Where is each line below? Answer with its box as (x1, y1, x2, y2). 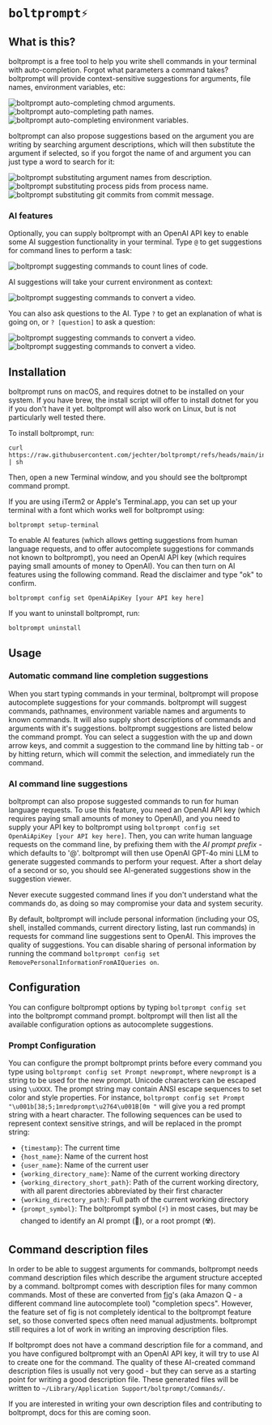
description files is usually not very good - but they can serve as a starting (8, 1366, 257, 1376)
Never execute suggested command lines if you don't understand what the (8, 890, 258, 900)
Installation (8, 365, 66, 379)
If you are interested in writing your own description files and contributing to (8, 1399, 262, 1409)
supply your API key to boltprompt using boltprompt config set (8, 822, 221, 833)
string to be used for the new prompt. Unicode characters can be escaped (8, 1075, 257, 1085)
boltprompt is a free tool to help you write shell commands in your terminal (8, 57, 257, 66)
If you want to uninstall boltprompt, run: (8, 609, 140, 618)
